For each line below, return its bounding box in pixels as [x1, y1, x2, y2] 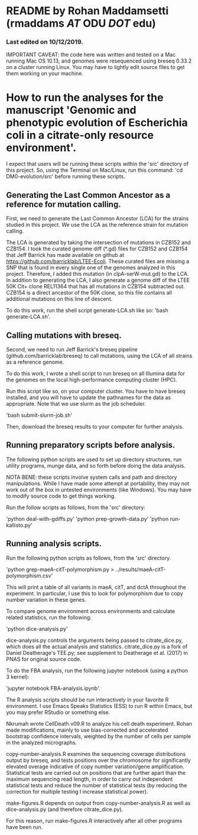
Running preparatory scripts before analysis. [6, 440, 176, 450]
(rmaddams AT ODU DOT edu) [6, 17, 157, 30]
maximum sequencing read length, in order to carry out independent [6, 775, 173, 782]
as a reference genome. [6, 358, 64, 366]
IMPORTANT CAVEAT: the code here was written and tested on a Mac [6, 51, 176, 58]
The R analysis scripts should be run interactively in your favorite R [6, 696, 169, 703]
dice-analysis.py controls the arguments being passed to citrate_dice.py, [6, 637, 183, 644]
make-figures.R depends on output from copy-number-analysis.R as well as [6, 799, 191, 807]
